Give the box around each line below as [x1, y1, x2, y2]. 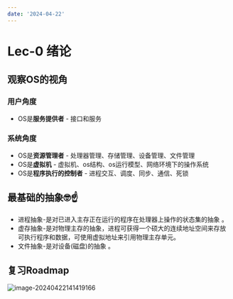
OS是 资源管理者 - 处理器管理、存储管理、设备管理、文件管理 [17, 151, 195, 160]
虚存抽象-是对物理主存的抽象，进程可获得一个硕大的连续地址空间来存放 [17, 224, 227, 232]
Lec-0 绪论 [7, 43, 72, 59]
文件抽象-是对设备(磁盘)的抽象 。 [17, 241, 115, 250]
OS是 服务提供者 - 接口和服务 [17, 114, 102, 123]
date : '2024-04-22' [7, 10, 65, 18]
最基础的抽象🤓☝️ [7, 192, 79, 204]
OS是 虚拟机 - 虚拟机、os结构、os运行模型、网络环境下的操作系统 [17, 160, 210, 168]
